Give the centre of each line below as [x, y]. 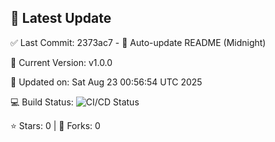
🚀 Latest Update [61, 18]
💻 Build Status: [42, 102]
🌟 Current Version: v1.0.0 [61, 62]
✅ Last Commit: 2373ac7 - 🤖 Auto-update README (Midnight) [138, 42]
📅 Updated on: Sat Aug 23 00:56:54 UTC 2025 [106, 82]
